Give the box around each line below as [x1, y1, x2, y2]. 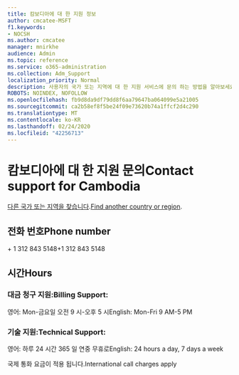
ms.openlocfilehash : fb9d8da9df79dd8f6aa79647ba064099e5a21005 [7, 97, 199, 104]
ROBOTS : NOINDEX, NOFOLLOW [7, 90, 87, 97]
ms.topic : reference [7, 57, 69, 64]
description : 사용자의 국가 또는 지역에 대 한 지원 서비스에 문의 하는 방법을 [7, 83, 208, 90]
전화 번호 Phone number [7, 225, 111, 237]
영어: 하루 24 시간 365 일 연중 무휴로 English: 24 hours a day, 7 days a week [7, 344, 224, 353]
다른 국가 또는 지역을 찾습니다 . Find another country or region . [7, 202, 183, 211]
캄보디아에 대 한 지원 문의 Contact [7, 162, 194, 179]
